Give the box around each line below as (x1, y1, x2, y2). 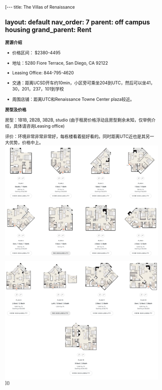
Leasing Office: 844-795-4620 (12, 70, 74, 75)
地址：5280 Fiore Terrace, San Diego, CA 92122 (12, 60, 108, 66)
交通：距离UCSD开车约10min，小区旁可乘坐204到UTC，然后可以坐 (12, 80, 146, 86)
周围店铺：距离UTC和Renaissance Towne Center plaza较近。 (12, 96, 135, 102)
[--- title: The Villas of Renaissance (5, 4, 75, 10)
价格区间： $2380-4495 (12, 50, 61, 56)
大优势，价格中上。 (5, 139, 44, 145)
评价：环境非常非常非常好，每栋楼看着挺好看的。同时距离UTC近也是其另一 (5, 133, 154, 139)
